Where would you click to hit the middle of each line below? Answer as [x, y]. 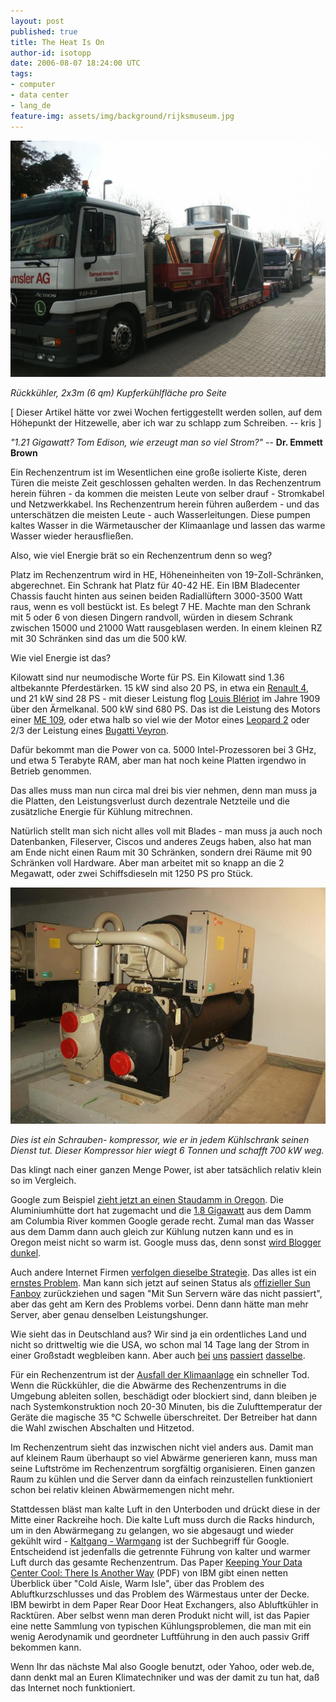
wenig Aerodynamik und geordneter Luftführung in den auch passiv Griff [160, 1636]
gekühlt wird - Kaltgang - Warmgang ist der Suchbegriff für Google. [150, 1541]
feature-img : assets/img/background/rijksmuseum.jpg [122, 116]
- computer [33, 85]
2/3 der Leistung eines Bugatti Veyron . [89, 730]
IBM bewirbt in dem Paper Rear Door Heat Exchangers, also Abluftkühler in [164, 1604]
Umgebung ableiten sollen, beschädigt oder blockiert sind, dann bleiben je [164, 1396]
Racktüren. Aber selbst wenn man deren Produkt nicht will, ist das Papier [160, 1615]
